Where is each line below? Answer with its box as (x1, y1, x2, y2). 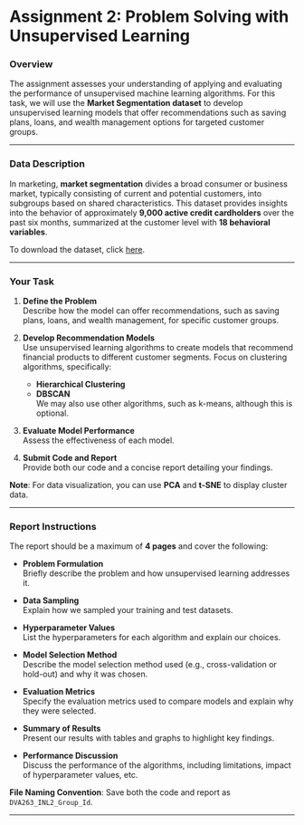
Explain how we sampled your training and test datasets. (22, 605, 233, 616)
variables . (9, 226, 48, 237)
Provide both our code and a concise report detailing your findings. (22, 462, 273, 473)
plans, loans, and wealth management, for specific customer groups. (22, 315, 280, 326)
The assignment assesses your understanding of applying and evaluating (9, 79, 283, 90)
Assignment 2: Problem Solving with (9, 6, 290, 27)
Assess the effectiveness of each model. (22, 435, 175, 446)
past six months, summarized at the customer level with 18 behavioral (9, 216, 271, 227)
